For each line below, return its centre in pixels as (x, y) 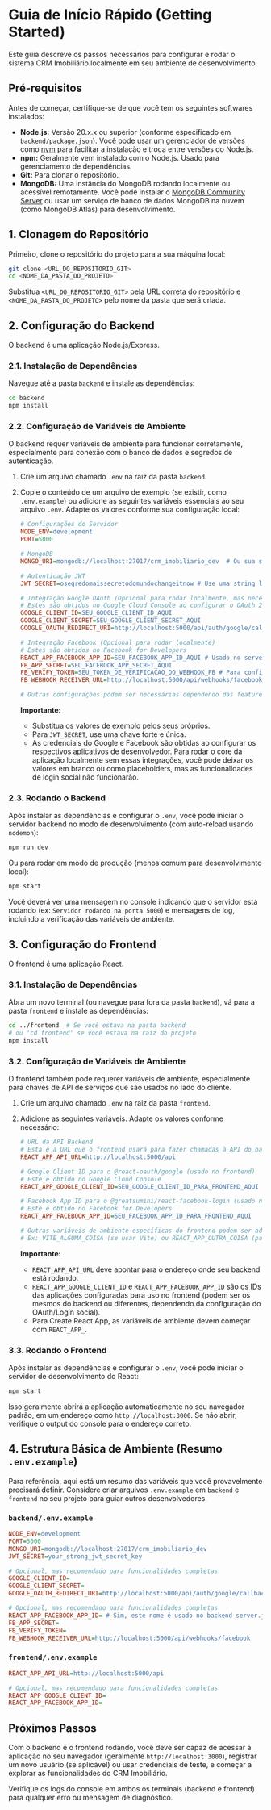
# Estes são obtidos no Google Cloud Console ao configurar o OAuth (138, 606)
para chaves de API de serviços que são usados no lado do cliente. (120, 1088)
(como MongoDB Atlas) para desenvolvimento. (98, 209)
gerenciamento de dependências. (76, 166)
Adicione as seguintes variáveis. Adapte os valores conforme (122, 1118)
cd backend (27, 398)
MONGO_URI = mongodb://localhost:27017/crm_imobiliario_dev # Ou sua (138, 561)
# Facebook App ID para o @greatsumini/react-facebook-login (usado (138, 1201)
